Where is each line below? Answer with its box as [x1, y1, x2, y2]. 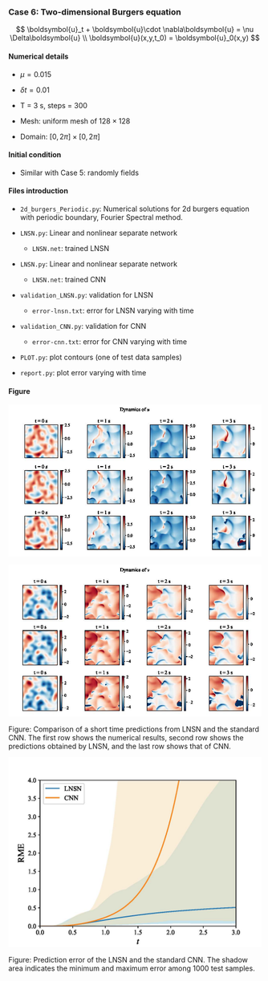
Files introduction [8, 186, 68, 196]
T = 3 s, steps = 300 [19, 100, 88, 110]
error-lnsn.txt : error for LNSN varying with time [31, 306, 194, 315]
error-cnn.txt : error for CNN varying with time [31, 336, 187, 347]
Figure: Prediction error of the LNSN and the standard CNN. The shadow [8, 955, 249, 964]
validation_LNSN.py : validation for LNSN [19, 290, 154, 299]
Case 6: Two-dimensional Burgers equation [8, 6, 182, 18]
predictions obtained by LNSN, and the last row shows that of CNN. [8, 741, 231, 751]
